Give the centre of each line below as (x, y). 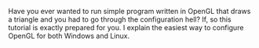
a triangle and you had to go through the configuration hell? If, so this (120, 19)
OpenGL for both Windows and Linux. (69, 36)
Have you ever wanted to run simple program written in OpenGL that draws (129, 11)
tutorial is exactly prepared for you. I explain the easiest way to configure (126, 27)
